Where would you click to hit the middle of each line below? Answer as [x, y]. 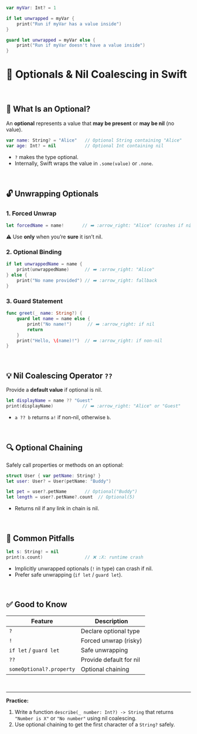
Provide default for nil [111, 659]
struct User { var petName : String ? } [53, 476]
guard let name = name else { [54, 319]
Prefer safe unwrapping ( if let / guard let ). [69, 574]
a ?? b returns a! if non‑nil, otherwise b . [63, 417]
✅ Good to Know [37, 605]
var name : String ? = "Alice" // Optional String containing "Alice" [94, 140]
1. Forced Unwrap [31, 213]
